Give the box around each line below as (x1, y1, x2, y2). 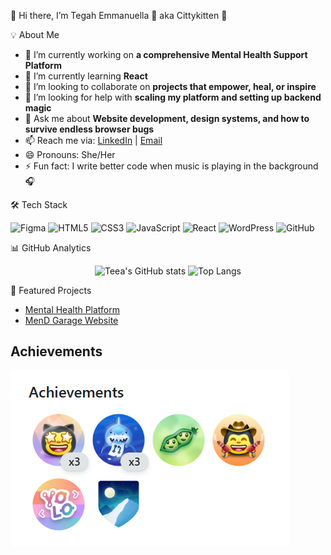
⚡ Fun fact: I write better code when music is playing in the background (24, 160, 319, 172)
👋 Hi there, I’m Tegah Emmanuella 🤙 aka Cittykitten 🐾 (10, 10, 228, 21)
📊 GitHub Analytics (10, 242, 92, 254)
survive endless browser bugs (24, 123, 155, 135)
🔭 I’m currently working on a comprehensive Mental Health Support (24, 49, 308, 60)
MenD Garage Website (24, 315, 119, 326)
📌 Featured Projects (10, 285, 92, 296)
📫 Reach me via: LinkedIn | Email (24, 135, 163, 146)
